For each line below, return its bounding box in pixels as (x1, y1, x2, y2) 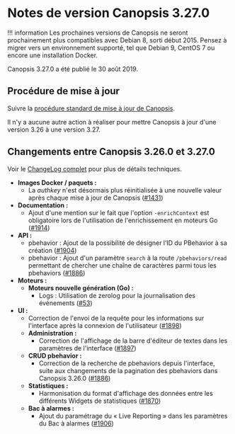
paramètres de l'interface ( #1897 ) (38, 343, 137, 352)
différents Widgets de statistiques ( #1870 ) (38, 396, 161, 405)
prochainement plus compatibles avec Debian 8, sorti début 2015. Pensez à (7, 35, 227, 44)
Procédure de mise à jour (7, 85, 120, 97)
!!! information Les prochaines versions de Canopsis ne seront (7, 28, 188, 37)
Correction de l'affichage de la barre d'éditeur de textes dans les (38, 336, 228, 345)
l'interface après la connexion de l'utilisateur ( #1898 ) (28, 321, 182, 330)
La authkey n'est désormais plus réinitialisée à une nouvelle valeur (28, 185, 222, 194)
